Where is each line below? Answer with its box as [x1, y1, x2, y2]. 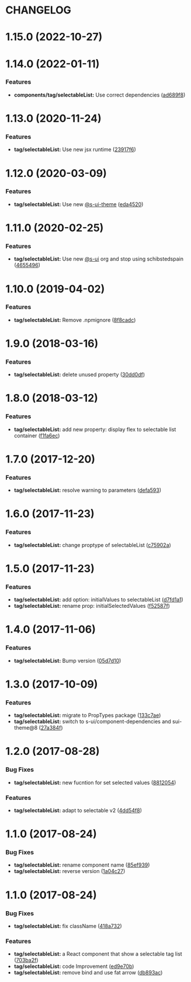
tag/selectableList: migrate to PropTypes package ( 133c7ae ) [13, 712, 161, 719]
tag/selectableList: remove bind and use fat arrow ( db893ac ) [13, 969, 163, 976]
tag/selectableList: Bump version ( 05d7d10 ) [13, 657, 121, 664]
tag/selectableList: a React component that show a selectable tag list [13, 950, 182, 957]
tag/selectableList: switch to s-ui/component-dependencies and [13, 718, 172, 725]
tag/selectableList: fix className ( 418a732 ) [13, 922, 122, 929]
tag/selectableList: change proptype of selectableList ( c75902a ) [13, 541, 172, 548]
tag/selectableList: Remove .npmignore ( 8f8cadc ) [13, 316, 136, 323]
